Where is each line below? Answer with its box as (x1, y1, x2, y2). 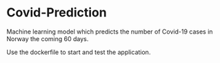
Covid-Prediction (6, 5, 108, 21)
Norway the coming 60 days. (6, 34, 89, 42)
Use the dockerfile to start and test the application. (6, 48, 151, 56)
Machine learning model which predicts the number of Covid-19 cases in (6, 27, 213, 36)
